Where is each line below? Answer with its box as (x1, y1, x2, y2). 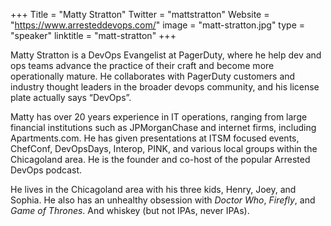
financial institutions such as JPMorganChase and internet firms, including (10, 122, 317, 133)
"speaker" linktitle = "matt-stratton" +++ (10, 30, 177, 41)
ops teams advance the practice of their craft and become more (10, 60, 275, 71)
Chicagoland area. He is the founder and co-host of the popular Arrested (10, 154, 311, 165)
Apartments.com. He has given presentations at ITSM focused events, (10, 132, 300, 144)
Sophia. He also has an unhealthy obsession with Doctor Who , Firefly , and (10, 194, 316, 206)
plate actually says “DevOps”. (10, 92, 132, 103)
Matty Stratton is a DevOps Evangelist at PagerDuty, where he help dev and (10, 49, 322, 61)
